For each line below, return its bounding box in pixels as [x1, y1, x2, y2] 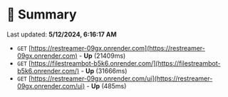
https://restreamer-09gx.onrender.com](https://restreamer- [31, 44, 206, 52]
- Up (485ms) [86, 81, 127, 90]
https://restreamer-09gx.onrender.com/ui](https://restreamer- [31, 74, 213, 83]
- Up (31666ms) [81, 66, 128, 75]
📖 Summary [6, 6, 77, 23]
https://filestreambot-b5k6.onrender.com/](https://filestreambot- [31, 58, 221, 67]
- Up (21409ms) [78, 51, 126, 60]
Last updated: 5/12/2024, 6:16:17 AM [6, 30, 117, 39]
